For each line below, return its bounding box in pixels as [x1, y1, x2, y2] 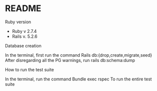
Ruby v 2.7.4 [12, 28, 37, 34]
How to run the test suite [5, 66, 54, 73]
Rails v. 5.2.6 [12, 33, 38, 39]
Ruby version [5, 19, 31, 25]
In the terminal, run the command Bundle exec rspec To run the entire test [5, 76, 152, 82]
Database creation [5, 43, 42, 48]
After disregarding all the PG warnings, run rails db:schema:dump [5, 57, 135, 63]
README [5, 3, 42, 14]
